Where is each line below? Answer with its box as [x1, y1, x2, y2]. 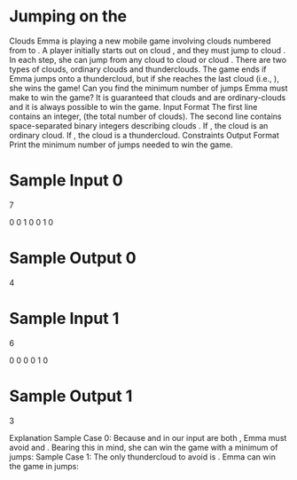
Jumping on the [9, 6, 128, 27]
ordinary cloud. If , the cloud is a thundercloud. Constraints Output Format [9, 130, 279, 140]
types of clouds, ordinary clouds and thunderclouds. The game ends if [9, 64, 268, 75]
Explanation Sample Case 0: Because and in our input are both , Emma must [9, 432, 287, 443]
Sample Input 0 [9, 170, 123, 191]
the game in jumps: [9, 460, 80, 471]
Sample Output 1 [9, 386, 133, 405]
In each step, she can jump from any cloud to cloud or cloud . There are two [9, 54, 286, 65]
